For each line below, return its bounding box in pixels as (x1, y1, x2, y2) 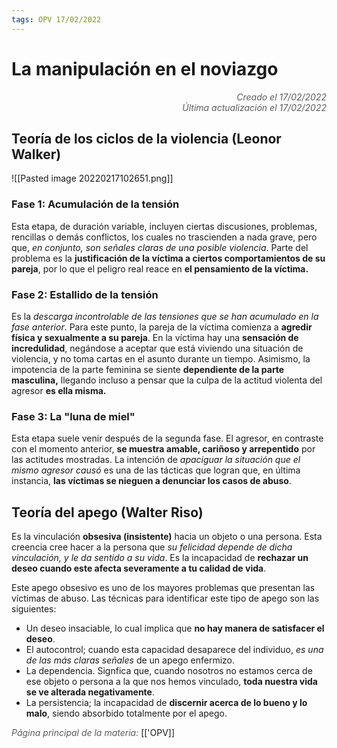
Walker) (11, 146, 62, 163)
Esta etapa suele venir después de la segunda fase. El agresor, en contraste (11, 432, 324, 445)
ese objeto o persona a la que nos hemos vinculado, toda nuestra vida (25, 676, 318, 688)
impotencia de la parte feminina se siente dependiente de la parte (11, 363, 285, 375)
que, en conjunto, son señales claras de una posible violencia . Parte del (11, 241, 309, 253)
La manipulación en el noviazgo (11, 57, 279, 80)
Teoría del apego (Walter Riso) (11, 504, 204, 521)
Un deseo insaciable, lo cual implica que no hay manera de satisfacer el (25, 622, 325, 635)
